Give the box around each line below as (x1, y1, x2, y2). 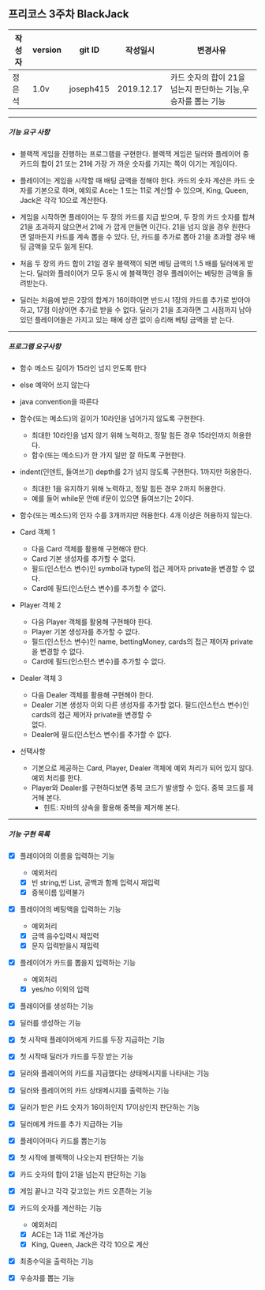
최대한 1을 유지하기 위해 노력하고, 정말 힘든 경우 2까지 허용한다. (31, 483, 226, 493)
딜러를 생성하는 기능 (19, 1018, 81, 1028)
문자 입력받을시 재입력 (31, 941, 100, 950)
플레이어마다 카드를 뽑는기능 (19, 1136, 107, 1145)
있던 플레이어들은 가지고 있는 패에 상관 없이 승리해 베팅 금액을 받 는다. (19, 314, 234, 324)
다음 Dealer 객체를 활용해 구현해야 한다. (31, 690, 154, 699)
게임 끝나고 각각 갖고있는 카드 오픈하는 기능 (19, 1186, 153, 1195)
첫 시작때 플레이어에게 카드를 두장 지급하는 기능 (19, 1035, 166, 1044)
